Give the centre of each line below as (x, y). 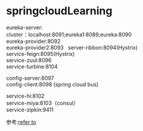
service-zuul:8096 (29, 60)
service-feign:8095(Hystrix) (41, 54)
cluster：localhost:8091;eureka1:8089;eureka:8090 (69, 35)
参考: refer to (21, 122)
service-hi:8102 (25, 96)
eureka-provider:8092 (33, 41)
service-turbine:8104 (32, 66)
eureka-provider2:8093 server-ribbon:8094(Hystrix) (72, 47)
